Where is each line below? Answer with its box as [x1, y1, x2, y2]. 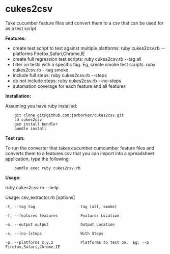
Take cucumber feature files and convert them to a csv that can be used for [5, 20, 164, 26]
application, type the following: [5, 156, 70, 162]
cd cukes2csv [14, 117, 42, 122]
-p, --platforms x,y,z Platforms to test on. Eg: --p [5, 240, 149, 245]
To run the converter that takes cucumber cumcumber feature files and [5, 145, 154, 151]
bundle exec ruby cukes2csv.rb [14, 165, 81, 171]
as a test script [5, 25, 37, 31]
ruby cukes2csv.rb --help [5, 184, 59, 190]
